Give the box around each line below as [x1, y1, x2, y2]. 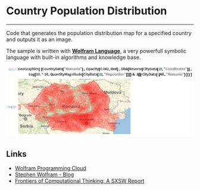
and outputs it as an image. [6, 36, 73, 43]
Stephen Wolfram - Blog [14, 171, 74, 178]
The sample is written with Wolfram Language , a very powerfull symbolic [6, 47, 187, 54]
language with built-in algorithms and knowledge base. [6, 54, 141, 61]
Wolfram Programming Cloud [14, 164, 86, 172]
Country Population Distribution [6, 4, 167, 18]
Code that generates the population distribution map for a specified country [6, 29, 192, 36]
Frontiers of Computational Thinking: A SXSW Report [14, 177, 145, 184]
